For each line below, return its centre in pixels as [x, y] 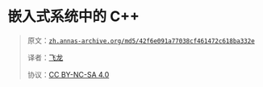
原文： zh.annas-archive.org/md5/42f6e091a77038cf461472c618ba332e [141, 40]
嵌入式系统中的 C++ [74, 17]
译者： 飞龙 [45, 57]
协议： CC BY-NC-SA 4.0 [68, 74]
